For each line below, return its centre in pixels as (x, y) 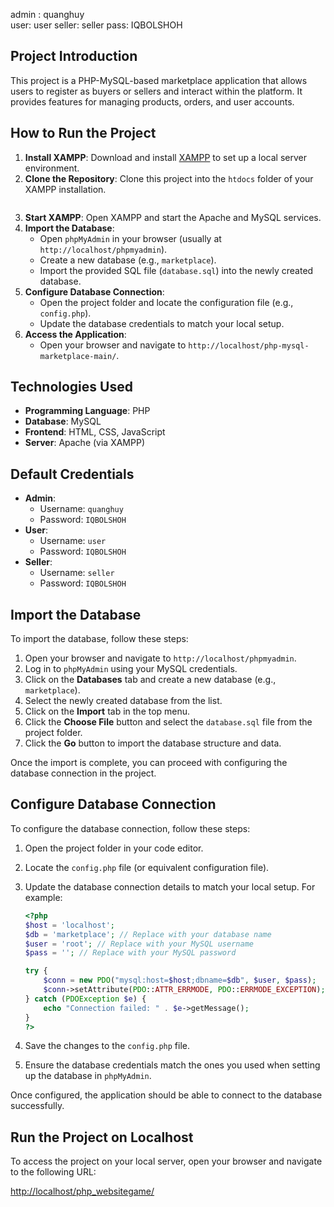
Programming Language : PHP (87, 411)
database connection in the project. (83, 773)
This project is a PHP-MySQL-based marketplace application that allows (159, 80)
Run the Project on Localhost (102, 1137)
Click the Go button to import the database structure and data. (153, 743)
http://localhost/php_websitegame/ (82, 1191)
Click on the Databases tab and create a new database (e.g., (150, 680)
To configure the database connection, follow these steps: (130, 828)
